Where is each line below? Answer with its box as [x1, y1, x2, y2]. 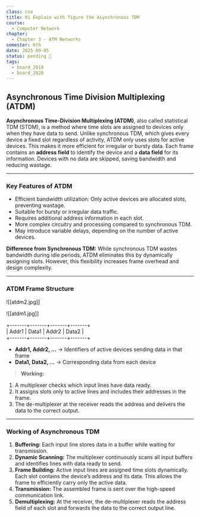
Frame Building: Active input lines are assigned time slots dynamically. [14, 466, 189, 473]
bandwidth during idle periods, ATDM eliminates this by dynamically [6, 251, 173, 258]
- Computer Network [11, 25, 60, 32]
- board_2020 [11, 70, 44, 76]
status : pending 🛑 [6, 53, 52, 59]
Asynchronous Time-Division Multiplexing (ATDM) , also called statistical [6, 117, 188, 124]
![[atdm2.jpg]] [6, 298, 40, 305]
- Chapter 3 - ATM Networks [11, 36, 82, 42]
